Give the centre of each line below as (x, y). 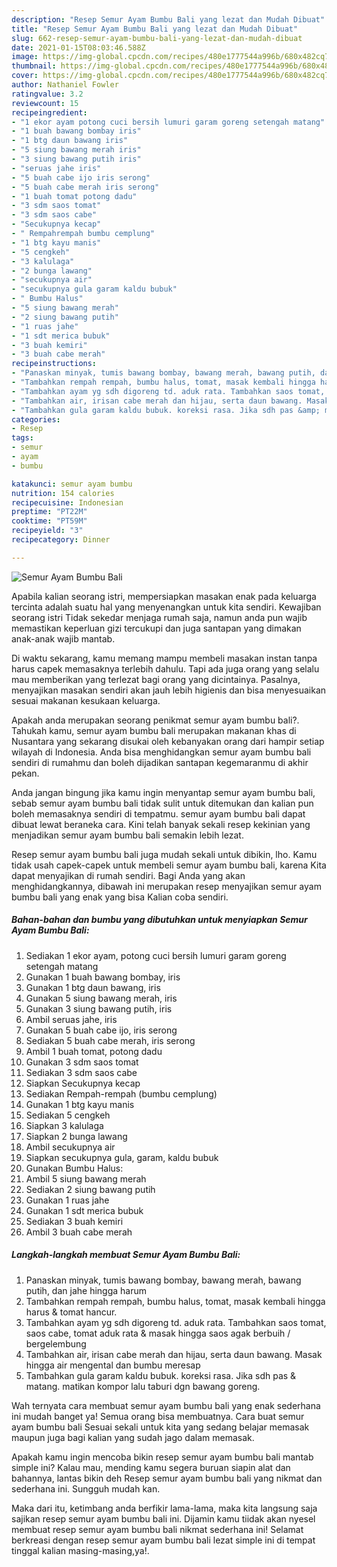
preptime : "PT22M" (49, 512)
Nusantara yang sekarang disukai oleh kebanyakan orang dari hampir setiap (168, 741)
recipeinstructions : (54, 364)
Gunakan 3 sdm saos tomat (82, 1062)
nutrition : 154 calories (63, 493)
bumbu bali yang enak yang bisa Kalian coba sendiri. (120, 897)
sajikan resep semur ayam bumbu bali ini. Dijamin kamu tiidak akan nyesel (163, 1518)
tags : (22, 438)
